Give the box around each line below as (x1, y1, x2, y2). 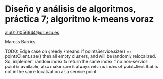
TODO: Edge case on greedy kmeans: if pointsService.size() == (5, 48, 132, 54)
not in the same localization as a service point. (5, 68, 98, 74)
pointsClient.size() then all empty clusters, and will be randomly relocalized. (5, 53, 156, 59)
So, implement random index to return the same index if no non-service (5, 58, 148, 64)
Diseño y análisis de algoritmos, (5, 3, 136, 14)
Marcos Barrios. (5, 39, 37, 44)
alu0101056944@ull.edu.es (5, 29, 60, 35)
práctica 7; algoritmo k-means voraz (5, 13, 154, 25)
